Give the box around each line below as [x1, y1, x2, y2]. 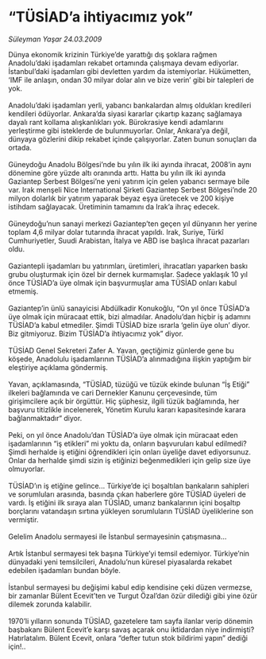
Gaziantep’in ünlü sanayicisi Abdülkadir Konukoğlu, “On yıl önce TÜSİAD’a [8, 303, 250, 313]
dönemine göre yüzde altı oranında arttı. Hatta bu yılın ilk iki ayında [8, 168, 226, 177]
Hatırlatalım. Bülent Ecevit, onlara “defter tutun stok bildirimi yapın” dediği [8, 633, 249, 642]
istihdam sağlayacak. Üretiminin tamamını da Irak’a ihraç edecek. [8, 201, 220, 211]
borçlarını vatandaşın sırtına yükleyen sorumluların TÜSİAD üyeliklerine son [8, 506, 254, 516]
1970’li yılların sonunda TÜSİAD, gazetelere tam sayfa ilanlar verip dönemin [8, 616, 253, 626]
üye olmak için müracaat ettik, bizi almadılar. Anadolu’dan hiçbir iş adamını [8, 311, 252, 322]
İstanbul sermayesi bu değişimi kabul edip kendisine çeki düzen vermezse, [8, 582, 253, 592]
